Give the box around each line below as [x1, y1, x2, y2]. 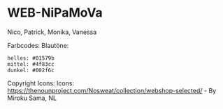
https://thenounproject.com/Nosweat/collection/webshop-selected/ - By [7, 86, 217, 94]
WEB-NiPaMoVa [7, 5, 103, 21]
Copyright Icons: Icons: [7, 78, 75, 87]
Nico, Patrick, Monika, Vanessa [7, 28, 97, 36]
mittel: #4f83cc [7, 60, 55, 67]
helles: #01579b [7, 54, 55, 62]
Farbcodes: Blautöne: [7, 41, 69, 49]
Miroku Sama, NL [7, 94, 57, 102]
